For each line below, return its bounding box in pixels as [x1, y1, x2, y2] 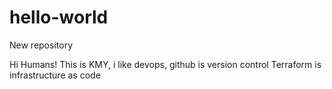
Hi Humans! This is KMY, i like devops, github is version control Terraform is [9, 58, 322, 70]
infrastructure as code [9, 69, 101, 81]
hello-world [9, 6, 109, 29]
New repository [9, 39, 73, 51]
